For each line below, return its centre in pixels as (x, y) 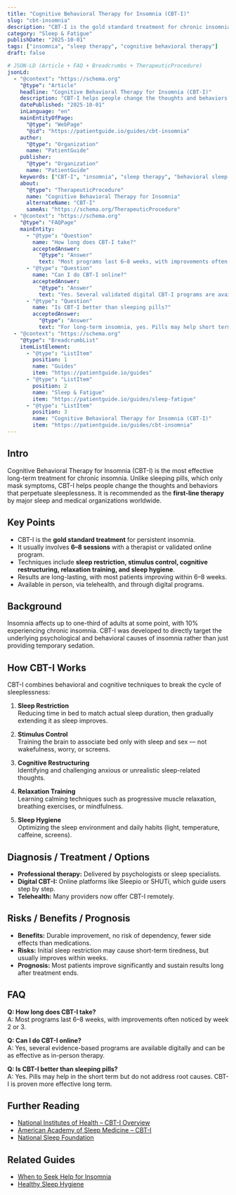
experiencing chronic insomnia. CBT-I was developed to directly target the (115, 631)
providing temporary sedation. (51, 646)
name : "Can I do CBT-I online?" (80, 275)
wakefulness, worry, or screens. (64, 749)
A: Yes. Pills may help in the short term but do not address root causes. (110, 1076)
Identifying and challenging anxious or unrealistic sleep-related (109, 770)
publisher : (36, 157)
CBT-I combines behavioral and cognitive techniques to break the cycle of (114, 685)
